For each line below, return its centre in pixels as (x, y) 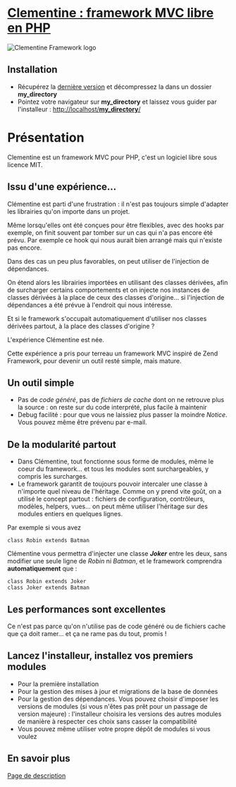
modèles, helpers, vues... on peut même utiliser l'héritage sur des (112, 506)
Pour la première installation (58, 684)
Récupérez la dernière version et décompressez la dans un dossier (114, 87)
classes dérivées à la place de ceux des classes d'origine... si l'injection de (116, 297)
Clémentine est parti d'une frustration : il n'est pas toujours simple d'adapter (118, 204)
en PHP (29, 28)
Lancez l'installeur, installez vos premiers (100, 656)
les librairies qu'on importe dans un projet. (69, 211)
